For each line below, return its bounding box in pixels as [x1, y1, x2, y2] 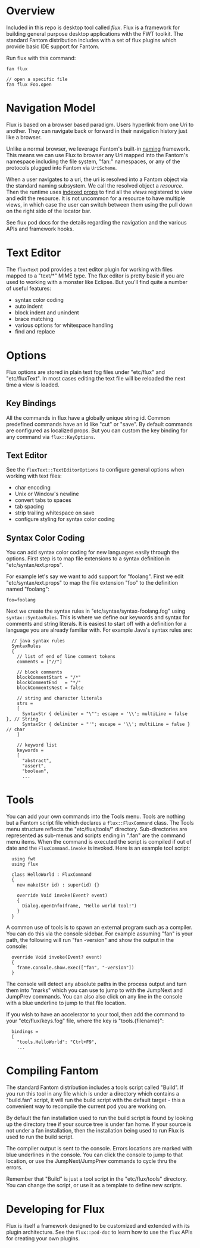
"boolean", [21, 768, 49, 775]
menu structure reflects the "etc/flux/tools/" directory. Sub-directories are [6, 826, 187, 833]
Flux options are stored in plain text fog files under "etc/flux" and [6, 368, 165, 376]
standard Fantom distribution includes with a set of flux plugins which [6, 36, 177, 43]
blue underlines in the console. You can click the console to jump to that [6, 1151, 183, 1159]
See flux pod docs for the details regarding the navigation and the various [6, 219, 187, 226]
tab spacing [14, 503, 45, 510]
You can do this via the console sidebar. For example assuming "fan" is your [6, 930, 193, 937]
